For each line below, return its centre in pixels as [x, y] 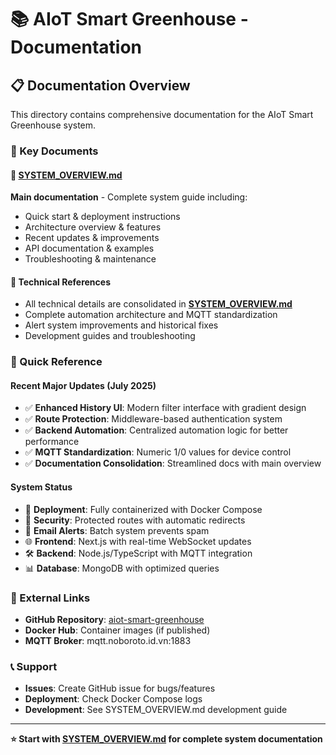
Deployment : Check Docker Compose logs [113, 699]
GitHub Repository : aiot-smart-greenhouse [114, 619]
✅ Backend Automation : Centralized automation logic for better [156, 430]
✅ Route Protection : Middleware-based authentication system [153, 419]
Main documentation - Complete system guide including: [129, 197]
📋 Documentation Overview [100, 85]
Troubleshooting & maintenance [90, 259]
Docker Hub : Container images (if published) [117, 630]
